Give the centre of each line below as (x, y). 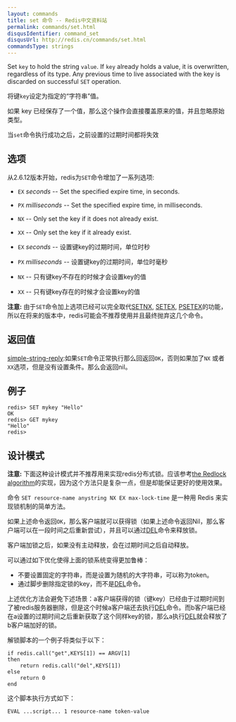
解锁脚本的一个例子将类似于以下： (57, 640)
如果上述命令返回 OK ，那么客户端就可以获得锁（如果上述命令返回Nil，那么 (113, 521)
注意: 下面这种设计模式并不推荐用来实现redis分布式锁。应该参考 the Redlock (117, 474)
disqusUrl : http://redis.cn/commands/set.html (77, 40)
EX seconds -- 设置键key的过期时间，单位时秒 (84, 246)
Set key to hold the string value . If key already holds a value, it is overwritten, (118, 66)
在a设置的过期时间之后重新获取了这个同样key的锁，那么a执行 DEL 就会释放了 (117, 616)
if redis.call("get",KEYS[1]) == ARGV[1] (69, 654)
